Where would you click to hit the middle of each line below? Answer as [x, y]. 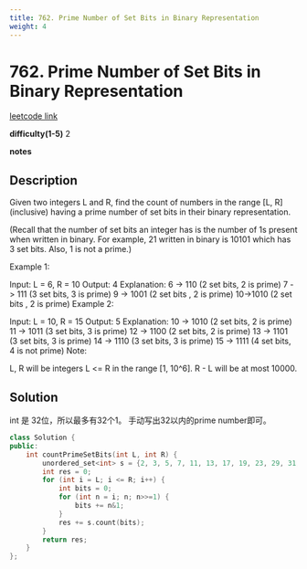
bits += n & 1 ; [100, 506]
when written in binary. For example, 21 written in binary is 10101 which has [150, 239]
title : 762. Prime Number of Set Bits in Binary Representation [134, 18]
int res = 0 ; [67, 471]
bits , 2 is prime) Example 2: [62, 304]
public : [24, 446]
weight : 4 [28, 26]
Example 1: [30, 267]
